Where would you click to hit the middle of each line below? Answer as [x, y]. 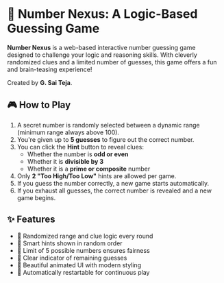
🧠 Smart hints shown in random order [70, 243]
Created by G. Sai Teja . [40, 82]
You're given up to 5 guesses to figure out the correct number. [105, 139]
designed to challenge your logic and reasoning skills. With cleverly [102, 55]
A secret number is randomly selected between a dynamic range [108, 125]
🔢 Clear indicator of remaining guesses [72, 258]
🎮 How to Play [39, 105]
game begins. [36, 197]
